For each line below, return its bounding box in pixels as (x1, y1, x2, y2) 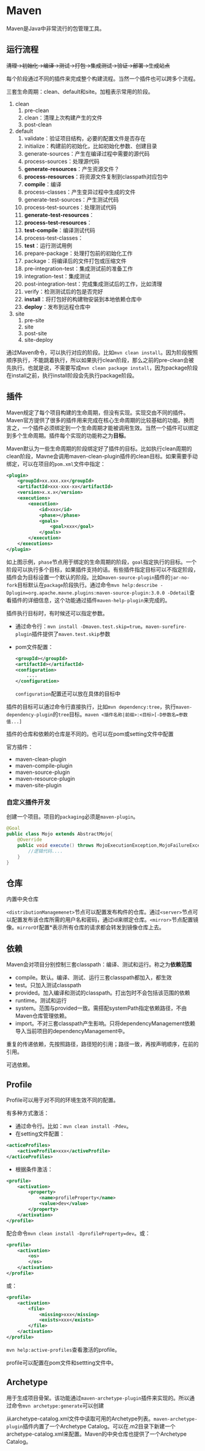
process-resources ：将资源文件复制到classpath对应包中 (24, 173, 168, 180)
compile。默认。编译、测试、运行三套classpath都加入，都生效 (15, 974, 172, 981)
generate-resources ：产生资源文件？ (24, 165, 120, 172)
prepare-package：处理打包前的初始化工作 (24, 249, 133, 257)
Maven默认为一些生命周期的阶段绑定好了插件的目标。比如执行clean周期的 (6, 445, 192, 452)
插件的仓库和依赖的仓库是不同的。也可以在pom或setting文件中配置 (6, 730, 174, 738)
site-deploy (24, 336, 54, 343)
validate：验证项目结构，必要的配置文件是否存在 (24, 134, 146, 142)
